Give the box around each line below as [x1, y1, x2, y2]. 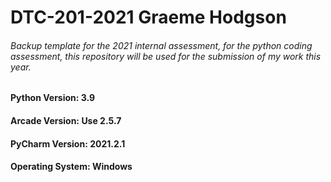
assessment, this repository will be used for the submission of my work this [10, 50, 322, 62]
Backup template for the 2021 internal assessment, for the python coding [10, 39, 313, 51]
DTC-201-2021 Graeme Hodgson [10, 6, 287, 29]
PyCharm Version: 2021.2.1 [10, 137, 126, 150]
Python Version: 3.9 [10, 92, 96, 104]
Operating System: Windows [10, 161, 133, 173]
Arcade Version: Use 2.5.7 [10, 114, 122, 126]
